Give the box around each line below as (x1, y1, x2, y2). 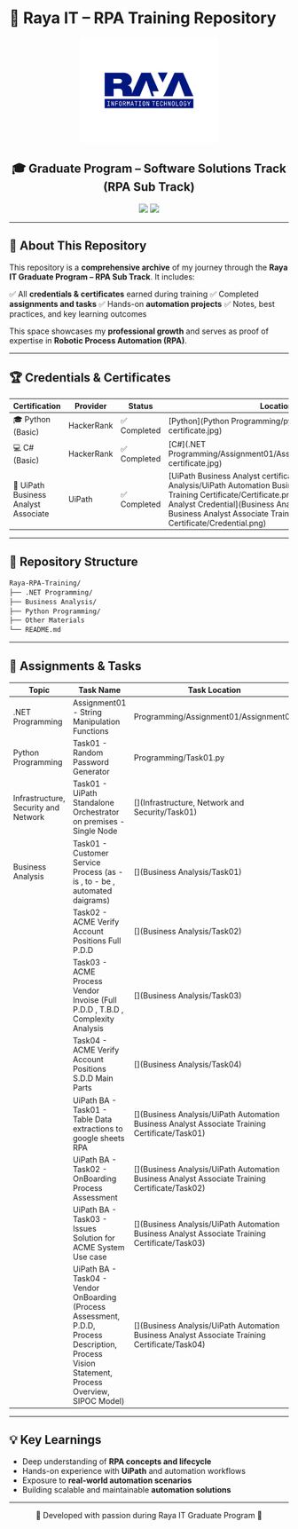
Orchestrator (72, 807, 120, 817)
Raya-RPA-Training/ (9, 579, 82, 587)
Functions (72, 725, 109, 736)
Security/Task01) (133, 807, 198, 817)
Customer (72, 847, 109, 858)
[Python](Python (168, 415, 230, 426)
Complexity (72, 1013, 115, 1024)
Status (128, 400, 153, 411)
